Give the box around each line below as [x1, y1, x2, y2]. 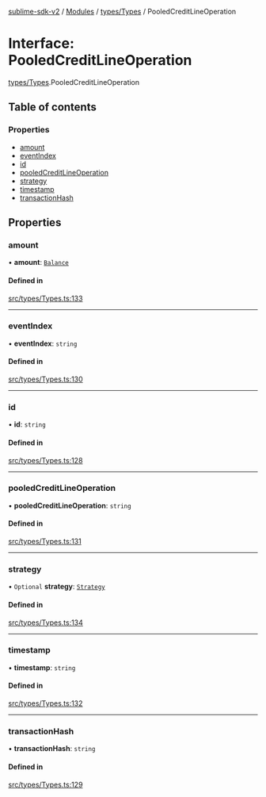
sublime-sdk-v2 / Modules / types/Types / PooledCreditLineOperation [8, 7, 237, 16]
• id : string [8, 420, 46, 429]
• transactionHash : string [8, 744, 96, 753]
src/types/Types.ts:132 [8, 699, 83, 708]
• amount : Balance [8, 258, 69, 267]
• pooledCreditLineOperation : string [8, 500, 132, 510]
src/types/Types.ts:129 [8, 780, 83, 789]
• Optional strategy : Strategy [8, 582, 105, 592]
